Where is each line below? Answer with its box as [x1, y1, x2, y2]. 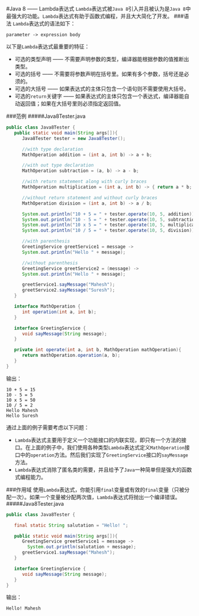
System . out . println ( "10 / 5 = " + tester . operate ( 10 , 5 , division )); [21, 228, 197, 234]
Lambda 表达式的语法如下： [12, 20, 76, 27]
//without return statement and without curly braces [21, 194, 158, 200]
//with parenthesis [21, 238, 70, 244]
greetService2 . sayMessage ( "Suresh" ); [21, 287, 115, 293]
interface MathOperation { [14, 304, 81, 309]
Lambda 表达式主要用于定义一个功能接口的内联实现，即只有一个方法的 [14, 436, 182, 443]
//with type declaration [21, 146, 84, 152]
